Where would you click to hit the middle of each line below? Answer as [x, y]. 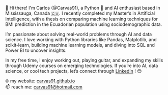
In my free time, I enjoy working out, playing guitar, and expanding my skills [84, 60]
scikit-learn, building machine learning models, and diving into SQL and [80, 45]
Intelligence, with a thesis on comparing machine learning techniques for [81, 19]
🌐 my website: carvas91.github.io [40, 81]
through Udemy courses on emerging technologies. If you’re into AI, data [82, 66]
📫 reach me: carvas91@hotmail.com [44, 87]
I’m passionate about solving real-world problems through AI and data [79, 34]
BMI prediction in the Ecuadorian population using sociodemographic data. [84, 24]
